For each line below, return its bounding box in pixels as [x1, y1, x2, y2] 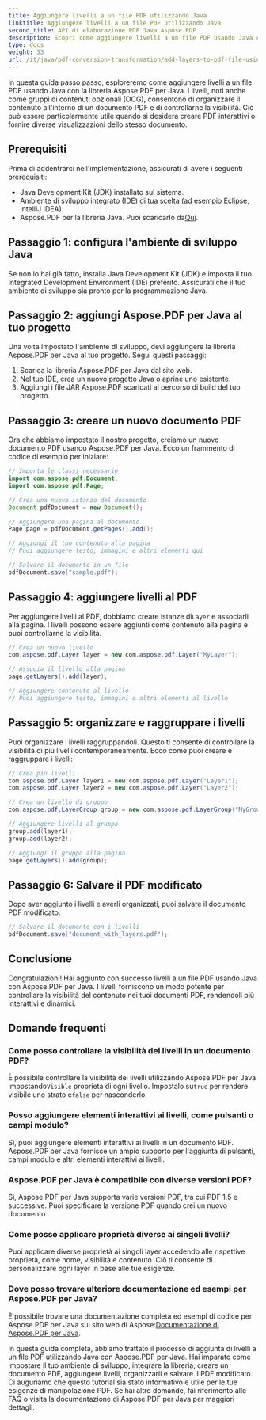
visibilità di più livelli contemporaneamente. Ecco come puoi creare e [8, 745, 232, 755]
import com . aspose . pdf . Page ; [8, 482, 104, 489]
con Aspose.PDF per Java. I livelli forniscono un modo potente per [8, 981, 225, 991]
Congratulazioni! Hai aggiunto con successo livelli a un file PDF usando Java [8, 973, 258, 983]
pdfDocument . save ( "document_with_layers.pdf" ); [8, 931, 169, 938]
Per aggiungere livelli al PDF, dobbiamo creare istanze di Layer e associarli [8, 611, 249, 621]
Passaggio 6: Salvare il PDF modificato [8, 878, 203, 892]
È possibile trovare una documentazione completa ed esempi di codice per [8, 1312, 253, 1321]
